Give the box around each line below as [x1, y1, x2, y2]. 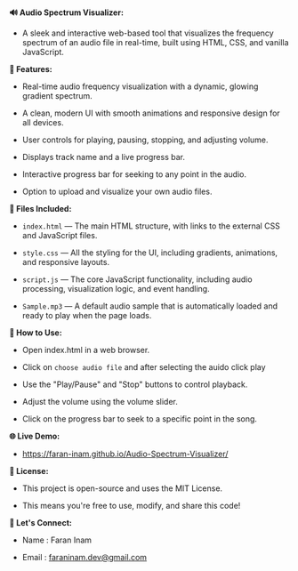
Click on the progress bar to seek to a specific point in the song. [21, 414, 258, 424]
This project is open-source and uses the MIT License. [21, 483, 223, 494]
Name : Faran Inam [21, 535, 92, 545]
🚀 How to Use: [9, 327, 62, 338]
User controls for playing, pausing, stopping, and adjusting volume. [21, 134, 269, 145]
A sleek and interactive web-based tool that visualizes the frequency [21, 28, 274, 38]
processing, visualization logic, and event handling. [21, 284, 211, 294]
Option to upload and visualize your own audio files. [21, 186, 213, 197]
